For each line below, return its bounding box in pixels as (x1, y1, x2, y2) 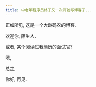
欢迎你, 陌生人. (5, 33, 37, 39)
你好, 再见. (5, 76, 27, 82)
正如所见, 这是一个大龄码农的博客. (5, 22, 76, 28)
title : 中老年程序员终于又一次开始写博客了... (5, 7, 92, 13)
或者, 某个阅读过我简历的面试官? (5, 44, 73, 50)
